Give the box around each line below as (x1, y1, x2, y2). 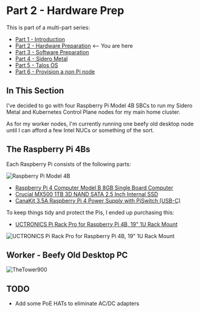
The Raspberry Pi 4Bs (6, 144, 91, 155)
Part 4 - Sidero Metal (15, 55, 68, 62)
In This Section (6, 86, 64, 96)
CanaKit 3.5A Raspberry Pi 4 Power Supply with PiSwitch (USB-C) (15, 197, 181, 204)
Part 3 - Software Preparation (15, 48, 89, 55)
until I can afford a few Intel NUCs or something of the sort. (6, 126, 154, 134)
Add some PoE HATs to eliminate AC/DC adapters (15, 300, 140, 308)
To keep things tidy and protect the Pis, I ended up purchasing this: (6, 208, 174, 216)
